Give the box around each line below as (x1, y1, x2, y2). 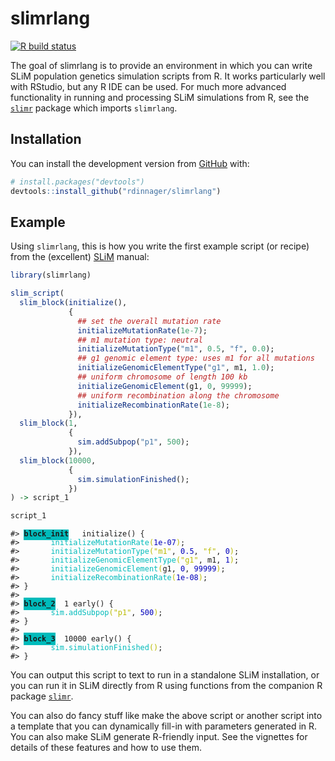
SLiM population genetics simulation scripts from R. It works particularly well (10, 70, 326, 82)
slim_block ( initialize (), (19, 298, 128, 308)
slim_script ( (10, 288, 65, 299)
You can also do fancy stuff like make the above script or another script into (10, 710, 323, 722)
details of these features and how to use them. (10, 742, 203, 754)
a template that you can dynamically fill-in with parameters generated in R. (10, 720, 318, 732)
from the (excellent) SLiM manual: (10, 251, 150, 263)
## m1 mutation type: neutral (77, 335, 203, 345)
